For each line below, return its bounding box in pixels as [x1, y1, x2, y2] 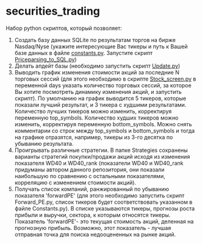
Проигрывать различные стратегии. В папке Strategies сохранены [14, 146, 188, 154]
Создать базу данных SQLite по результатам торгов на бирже [14, 36, 176, 43]
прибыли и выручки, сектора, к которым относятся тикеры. [14, 211, 171, 218]
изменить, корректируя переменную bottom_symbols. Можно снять [14, 120, 192, 127]
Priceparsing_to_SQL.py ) [14, 56, 77, 63]
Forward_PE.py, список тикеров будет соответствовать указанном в [14, 198, 193, 206]
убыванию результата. [14, 140, 74, 147]
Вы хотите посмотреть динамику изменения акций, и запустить [14, 88, 182, 95]
